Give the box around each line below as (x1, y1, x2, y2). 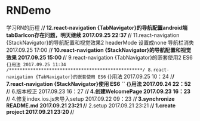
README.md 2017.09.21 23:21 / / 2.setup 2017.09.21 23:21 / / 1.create (6, 102, 176, 109)
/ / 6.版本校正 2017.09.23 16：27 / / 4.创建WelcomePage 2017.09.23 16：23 (6, 88, 191, 95)
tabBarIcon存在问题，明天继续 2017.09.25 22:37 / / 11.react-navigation (6, 31, 180, 39)
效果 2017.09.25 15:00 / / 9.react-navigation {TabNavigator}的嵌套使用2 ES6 (6, 54, 193, 61)
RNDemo (6, 4, 51, 17)
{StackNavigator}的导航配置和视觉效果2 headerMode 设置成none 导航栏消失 (6, 39, 195, 46)
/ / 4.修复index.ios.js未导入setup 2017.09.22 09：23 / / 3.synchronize (6, 95, 175, 102)
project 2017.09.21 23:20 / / (6, 108, 75, 115)
